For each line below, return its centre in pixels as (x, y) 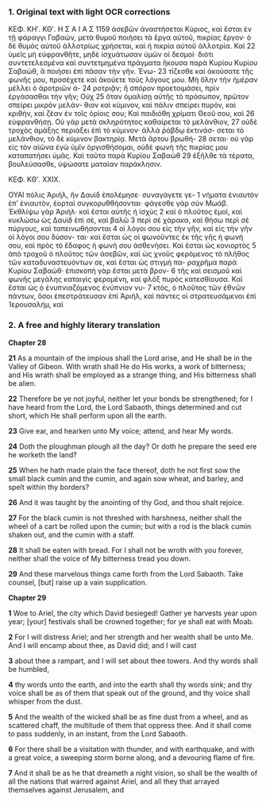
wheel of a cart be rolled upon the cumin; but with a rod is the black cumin (130, 526)
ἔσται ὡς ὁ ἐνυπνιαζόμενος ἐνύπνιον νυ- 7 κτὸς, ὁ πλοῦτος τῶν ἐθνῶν (127, 287)
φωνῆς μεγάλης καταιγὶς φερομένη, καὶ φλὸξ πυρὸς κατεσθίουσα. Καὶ (126, 280)
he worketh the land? (43, 454)
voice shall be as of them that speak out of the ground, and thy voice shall (129, 692)
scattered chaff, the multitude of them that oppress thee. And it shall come (130, 725)
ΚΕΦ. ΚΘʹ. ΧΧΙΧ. (35, 179)
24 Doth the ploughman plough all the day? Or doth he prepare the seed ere (133, 446)
